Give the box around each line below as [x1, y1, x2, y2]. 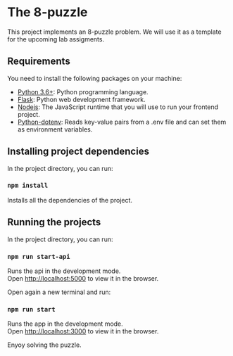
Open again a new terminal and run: [7, 288, 111, 296]
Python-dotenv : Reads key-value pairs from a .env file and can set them [17, 117, 227, 126]
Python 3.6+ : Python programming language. [17, 87, 149, 96]
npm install [7, 182, 49, 190]
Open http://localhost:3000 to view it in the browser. [7, 327, 159, 336]
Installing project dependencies [7, 146, 150, 158]
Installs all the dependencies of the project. [7, 196, 132, 204]
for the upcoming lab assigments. [7, 34, 104, 43]
